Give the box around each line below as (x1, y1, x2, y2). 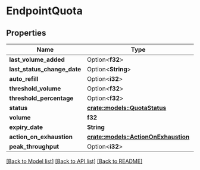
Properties (6, 28, 46, 38)
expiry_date (9, 123, 43, 131)
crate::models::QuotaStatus (87, 104, 167, 112)
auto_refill (9, 75, 39, 83)
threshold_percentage (9, 94, 74, 102)
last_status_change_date (9, 65, 82, 73)
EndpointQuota (6, 4, 83, 18)
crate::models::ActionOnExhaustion (87, 133, 190, 141)
